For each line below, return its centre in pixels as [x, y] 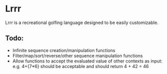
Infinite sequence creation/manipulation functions [64, 50]
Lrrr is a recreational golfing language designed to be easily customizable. [82, 22]
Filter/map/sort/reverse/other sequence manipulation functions [77, 55]
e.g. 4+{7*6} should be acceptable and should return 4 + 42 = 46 [80, 66]
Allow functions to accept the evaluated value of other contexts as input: [88, 61]
